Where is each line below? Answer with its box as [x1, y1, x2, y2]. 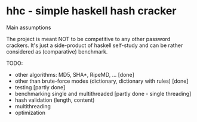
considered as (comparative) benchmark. [6, 48, 108, 55]
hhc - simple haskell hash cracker [6, 4, 177, 18]
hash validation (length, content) [14, 96, 95, 104]
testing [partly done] [14, 83, 66, 90]
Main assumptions [6, 24, 51, 31]
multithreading [14, 102, 51, 110]
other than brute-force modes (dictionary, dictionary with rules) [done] [14, 77, 189, 85]
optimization [14, 109, 46, 116]
